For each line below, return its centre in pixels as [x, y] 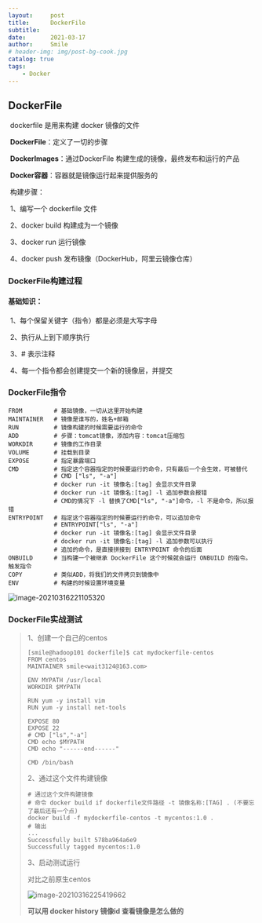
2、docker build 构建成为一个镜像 [64, 225]
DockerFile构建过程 [45, 281]
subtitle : [24, 30]
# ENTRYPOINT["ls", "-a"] [96, 524]
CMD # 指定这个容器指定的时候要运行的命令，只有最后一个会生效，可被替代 [128, 469]
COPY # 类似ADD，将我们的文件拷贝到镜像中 [84, 575]
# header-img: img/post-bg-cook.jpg [68, 52]
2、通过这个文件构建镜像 [67, 779]
